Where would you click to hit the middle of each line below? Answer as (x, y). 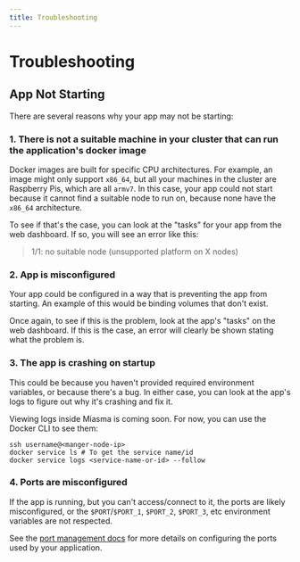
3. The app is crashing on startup (83, 363)
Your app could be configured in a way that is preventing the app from (138, 294)
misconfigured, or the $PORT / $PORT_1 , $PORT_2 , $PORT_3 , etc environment (140, 511)
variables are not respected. (61, 521)
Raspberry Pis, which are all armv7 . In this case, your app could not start (141, 188)
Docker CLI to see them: (54, 428)
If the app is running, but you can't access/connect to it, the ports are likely (147, 501)
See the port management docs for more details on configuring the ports (143, 538)
